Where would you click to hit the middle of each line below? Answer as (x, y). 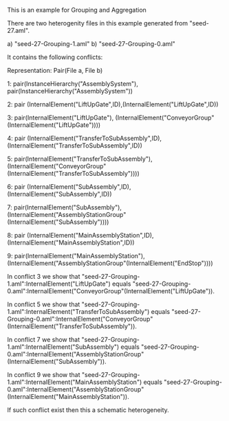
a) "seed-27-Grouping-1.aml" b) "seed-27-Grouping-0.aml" (91, 44)
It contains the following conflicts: (55, 57)
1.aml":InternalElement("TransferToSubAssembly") (78, 311)
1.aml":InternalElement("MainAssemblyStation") (75, 382)
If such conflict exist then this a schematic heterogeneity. (88, 410)
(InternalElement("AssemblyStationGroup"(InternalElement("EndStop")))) (110, 263)
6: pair (16, 187)
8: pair (16, 235)
